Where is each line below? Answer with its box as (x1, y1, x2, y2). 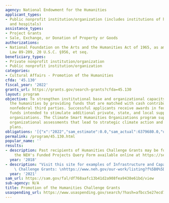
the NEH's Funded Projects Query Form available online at (14, 153, 141, 158)
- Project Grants (5, 31, 42, 36)
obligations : (5, 129, 33, 134)
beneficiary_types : (5, 54, 46, 59)
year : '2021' (10, 171, 37, 176)
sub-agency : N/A (5, 181, 39, 186)
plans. (10, 124, 24, 129)
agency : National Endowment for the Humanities (5, 7, 107, 13)
